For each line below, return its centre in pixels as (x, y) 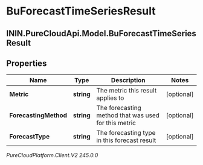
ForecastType (30, 137)
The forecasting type (126, 133)
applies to (110, 98)
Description (128, 80)
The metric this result (127, 91)
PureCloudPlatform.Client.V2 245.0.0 (52, 155)
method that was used (128, 115)
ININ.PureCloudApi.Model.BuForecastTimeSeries (101, 34)
